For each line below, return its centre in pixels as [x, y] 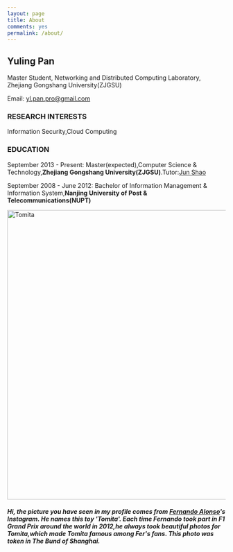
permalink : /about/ [35, 33]
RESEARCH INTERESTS [47, 117]
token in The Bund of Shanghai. [54, 541]
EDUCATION [28, 150]
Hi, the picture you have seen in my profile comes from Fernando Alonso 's [116, 512]
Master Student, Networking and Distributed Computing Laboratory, [104, 78]
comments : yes [28, 26]
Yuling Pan [31, 61]
